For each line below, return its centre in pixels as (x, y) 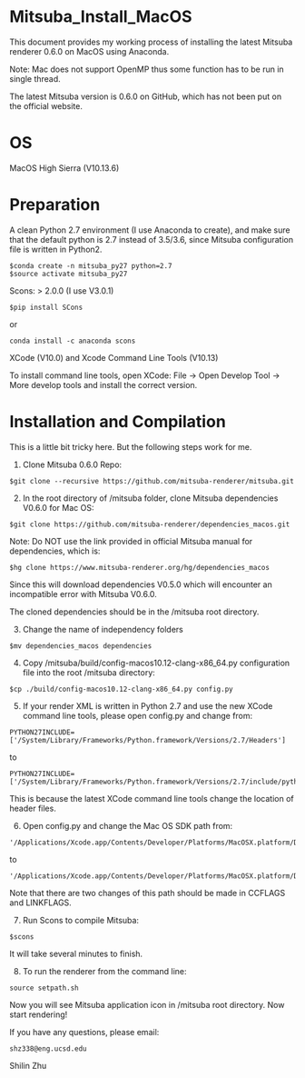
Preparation (55, 205)
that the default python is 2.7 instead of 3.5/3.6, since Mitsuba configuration (151, 239)
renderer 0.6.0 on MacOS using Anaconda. (89, 51)
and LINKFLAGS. (41, 903)
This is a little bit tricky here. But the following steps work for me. (131, 446)
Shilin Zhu (28, 1065)
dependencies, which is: (55, 551)
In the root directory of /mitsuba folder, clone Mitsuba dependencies (150, 498)
